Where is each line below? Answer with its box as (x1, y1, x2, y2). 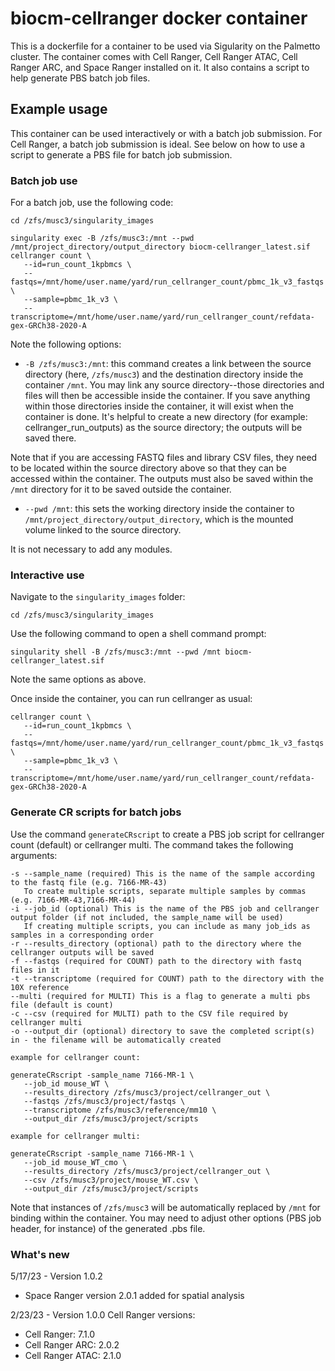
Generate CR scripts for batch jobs (10, 805, 182, 819)
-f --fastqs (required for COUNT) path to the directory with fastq (10, 956, 302, 966)
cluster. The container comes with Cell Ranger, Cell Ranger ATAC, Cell (10, 50, 298, 62)
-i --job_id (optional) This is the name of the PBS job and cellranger (10, 903, 320, 914)
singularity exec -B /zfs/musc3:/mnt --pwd (10, 233, 195, 244)
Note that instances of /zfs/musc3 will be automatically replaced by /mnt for (10, 1201, 321, 1213)
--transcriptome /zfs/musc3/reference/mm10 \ (23, 1105, 217, 1115)
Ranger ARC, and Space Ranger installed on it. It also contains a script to (10, 61, 310, 73)
